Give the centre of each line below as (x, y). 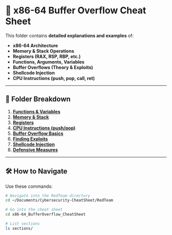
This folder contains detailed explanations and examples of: (70, 35)
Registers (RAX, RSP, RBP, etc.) (47, 56)
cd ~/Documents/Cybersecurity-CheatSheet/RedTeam (59, 200)
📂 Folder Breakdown (38, 99)
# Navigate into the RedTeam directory (48, 195)
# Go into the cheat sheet (34, 210)
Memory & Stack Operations (43, 51)
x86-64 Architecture (35, 45)
